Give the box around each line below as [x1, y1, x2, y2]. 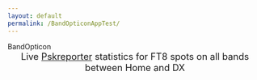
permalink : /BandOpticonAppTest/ [7, 19, 120, 27]
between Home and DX [85, 61, 185, 74]
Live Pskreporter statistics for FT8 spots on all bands [20, 50, 250, 62]
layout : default [7, 11, 62, 20]
